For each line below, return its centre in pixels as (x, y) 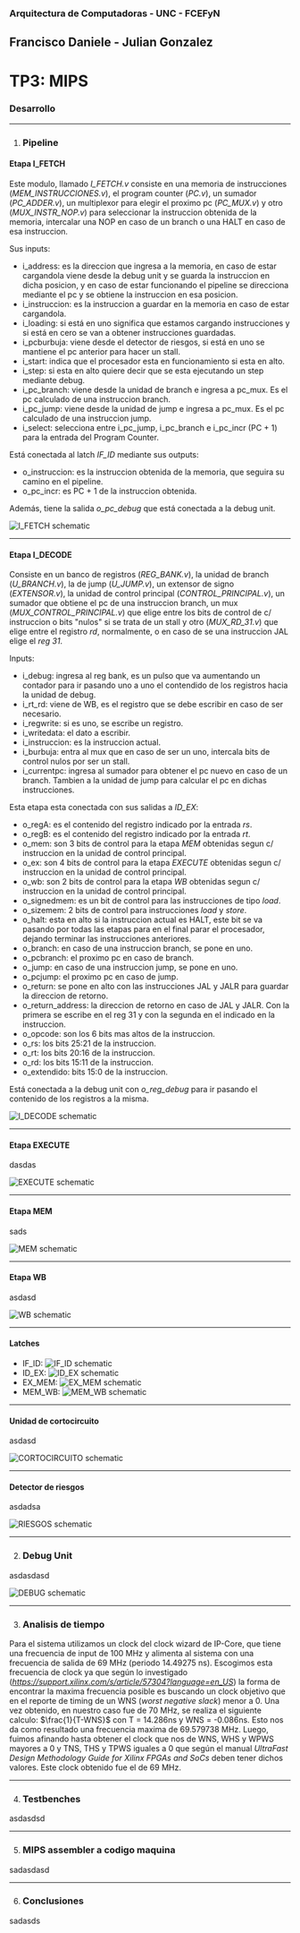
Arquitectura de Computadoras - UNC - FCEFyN (115, 13)
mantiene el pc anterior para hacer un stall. (101, 351)
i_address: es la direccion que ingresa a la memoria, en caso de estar (149, 266)
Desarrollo (33, 108)
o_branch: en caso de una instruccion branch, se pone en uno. (137, 948)
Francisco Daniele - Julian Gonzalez (111, 43)
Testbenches (51, 1799)
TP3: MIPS (49, 81)
